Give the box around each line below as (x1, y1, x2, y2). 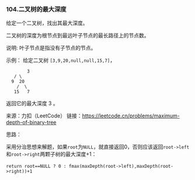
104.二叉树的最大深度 (6, 5, 67, 13)
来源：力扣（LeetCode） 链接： (6, 112, 83, 119)
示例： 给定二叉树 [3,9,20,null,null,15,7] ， (6, 57, 116, 64)
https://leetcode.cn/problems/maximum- (82, 112, 180, 119)
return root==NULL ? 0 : (6, 164, 67, 169)
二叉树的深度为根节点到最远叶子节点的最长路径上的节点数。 (6, 32, 149, 39)
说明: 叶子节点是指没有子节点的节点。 (6, 44, 96, 51)
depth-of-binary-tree (6, 119, 57, 126)
